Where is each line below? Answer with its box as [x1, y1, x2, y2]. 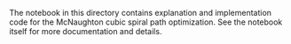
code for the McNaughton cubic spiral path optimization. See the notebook [9, 17, 283, 27]
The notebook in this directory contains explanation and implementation [9, 8, 272, 18]
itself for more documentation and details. [9, 26, 162, 36]
